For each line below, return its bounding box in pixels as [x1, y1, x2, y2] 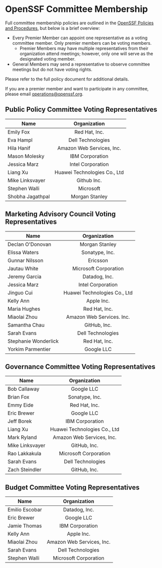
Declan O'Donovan [7, 241, 51, 248]
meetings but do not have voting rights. [12, 66, 92, 72]
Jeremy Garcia [7, 273, 42, 280]
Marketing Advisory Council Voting [5, 210, 116, 218]
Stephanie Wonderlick [7, 338, 59, 345]
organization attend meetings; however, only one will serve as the [19, 51, 153, 57]
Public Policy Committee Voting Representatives [5, 105, 158, 114]
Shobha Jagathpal [7, 193, 50, 200]
